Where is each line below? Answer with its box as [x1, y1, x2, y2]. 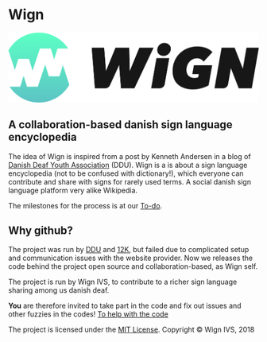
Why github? [8, 224, 73, 238]
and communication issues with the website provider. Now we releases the [8, 253, 253, 263]
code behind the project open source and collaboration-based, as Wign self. [8, 262, 258, 271]
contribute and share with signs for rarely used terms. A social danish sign [8, 177, 252, 186]
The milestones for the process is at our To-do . [8, 200, 163, 210]
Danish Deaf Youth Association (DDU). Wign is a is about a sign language [8, 160, 248, 169]
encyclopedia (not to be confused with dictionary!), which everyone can [8, 169, 244, 178]
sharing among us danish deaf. [8, 286, 110, 295]
